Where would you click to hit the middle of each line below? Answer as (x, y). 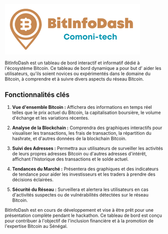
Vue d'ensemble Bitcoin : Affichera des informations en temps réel (82, 107)
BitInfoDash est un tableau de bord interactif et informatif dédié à (72, 63)
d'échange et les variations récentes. (50, 118)
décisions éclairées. (33, 179)
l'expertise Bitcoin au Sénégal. (36, 226)
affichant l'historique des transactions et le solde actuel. (70, 159)
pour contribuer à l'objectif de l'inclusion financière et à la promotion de (79, 221)
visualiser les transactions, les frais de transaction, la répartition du (82, 133)
